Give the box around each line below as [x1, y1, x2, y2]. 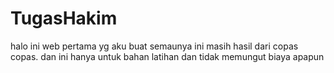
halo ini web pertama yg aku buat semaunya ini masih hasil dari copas [10, 40, 299, 52]
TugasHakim [10, 7, 118, 30]
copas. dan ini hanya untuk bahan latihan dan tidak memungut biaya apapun [10, 50, 325, 62]
